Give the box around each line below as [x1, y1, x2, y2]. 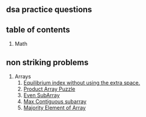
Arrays [14, 73, 31, 80]
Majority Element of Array [23, 104, 86, 111]
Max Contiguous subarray [23, 98, 87, 105]
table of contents [6, 25, 71, 35]
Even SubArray [23, 92, 60, 99]
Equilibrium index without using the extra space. [23, 79, 140, 86]
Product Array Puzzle [23, 85, 75, 93]
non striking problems [6, 57, 89, 67]
